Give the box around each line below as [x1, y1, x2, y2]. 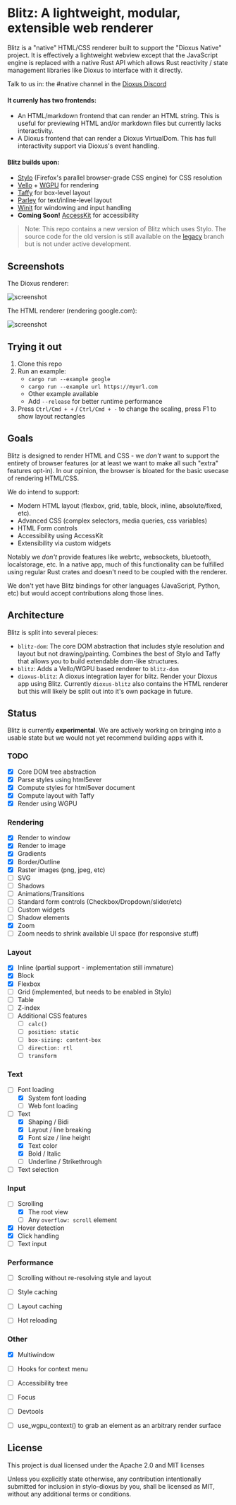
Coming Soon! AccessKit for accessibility [17, 211, 139, 220]
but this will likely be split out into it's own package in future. [17, 687, 193, 695]
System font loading [27, 1093, 87, 1102]
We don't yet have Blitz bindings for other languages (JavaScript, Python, [7, 581, 221, 590]
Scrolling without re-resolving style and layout [17, 1274, 151, 1282]
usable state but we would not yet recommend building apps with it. [7, 733, 204, 742]
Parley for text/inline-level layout [17, 196, 112, 204]
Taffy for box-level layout [17, 189, 91, 197]
